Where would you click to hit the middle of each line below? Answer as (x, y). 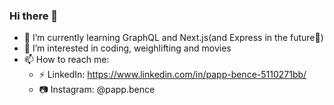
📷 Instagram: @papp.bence (97, 90)
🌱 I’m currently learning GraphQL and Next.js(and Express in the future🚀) (173, 38)
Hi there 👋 (34, 16)
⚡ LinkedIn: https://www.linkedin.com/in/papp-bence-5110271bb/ (172, 75)
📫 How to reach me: (66, 60)
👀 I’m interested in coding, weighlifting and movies (127, 48)
